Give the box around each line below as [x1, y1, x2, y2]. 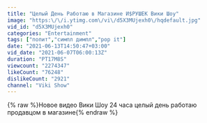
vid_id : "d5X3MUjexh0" [7, 23, 73, 30]
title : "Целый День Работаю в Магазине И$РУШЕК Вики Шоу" [7, 10, 179, 17]
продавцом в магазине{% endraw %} [7, 108, 118, 117]
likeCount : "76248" [7, 68, 64, 75]
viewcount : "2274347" [7, 62, 70, 69]
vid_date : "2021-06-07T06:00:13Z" [7, 50, 108, 57]
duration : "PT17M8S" [7, 56, 68, 63]
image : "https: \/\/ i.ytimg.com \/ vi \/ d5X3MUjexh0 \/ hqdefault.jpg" [7, 17, 201, 24]
